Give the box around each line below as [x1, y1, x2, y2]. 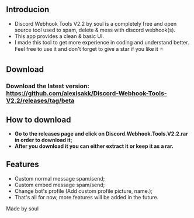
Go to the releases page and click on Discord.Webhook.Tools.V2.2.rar [14, 130, 188, 137]
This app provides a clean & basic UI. [14, 32, 104, 40]
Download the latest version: [6, 82, 89, 90]
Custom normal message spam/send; [14, 175, 105, 182]
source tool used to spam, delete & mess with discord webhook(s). [14, 26, 176, 33]
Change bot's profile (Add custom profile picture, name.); [14, 187, 153, 195]
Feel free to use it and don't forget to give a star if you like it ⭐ [14, 45, 164, 52]
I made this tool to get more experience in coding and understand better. [14, 39, 189, 46]
